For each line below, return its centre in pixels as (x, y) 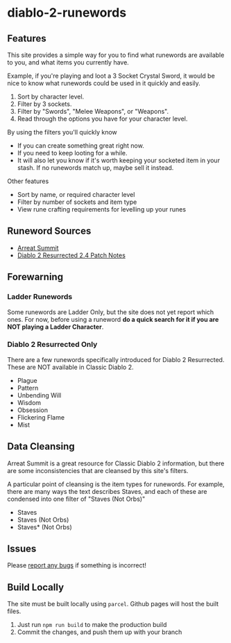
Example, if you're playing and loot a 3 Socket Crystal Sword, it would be (111, 76)
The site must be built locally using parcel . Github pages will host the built (113, 604)
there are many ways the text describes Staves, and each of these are (107, 491)
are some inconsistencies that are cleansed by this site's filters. (98, 470)
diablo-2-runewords (67, 13)
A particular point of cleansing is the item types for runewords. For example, (116, 484)
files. (14, 611)
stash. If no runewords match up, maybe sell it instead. (95, 168)
